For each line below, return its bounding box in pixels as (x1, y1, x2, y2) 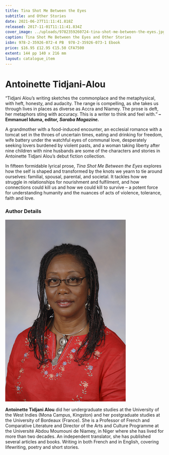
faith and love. (5, 195, 35, 201)
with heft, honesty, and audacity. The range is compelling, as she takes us (5, 100, 159, 107)
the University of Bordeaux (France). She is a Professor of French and (5, 417, 150, 423)
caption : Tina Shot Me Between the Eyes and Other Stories (5, 35, 132, 40)
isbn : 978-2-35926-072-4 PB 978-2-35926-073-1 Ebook (5, 40, 121, 45)
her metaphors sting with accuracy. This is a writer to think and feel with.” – (5, 111, 161, 117)
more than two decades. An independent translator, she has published (5, 433, 151, 439)
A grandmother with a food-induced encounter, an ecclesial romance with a (5, 126, 162, 132)
